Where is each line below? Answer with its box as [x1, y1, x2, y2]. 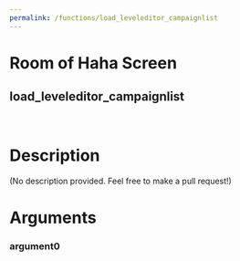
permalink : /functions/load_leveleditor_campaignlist [9, 13, 219, 23]
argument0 [9, 239, 61, 252]
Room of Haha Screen [9, 52, 178, 73]
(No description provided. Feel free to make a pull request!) [9, 175, 233, 186]
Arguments [9, 207, 98, 228]
